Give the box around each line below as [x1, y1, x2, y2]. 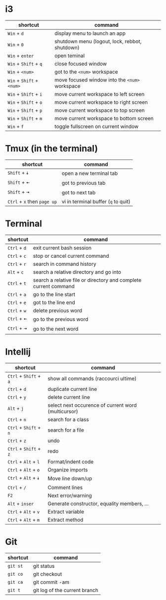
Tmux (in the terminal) [5, 143, 98, 154]
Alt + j [7, 405, 24, 412]
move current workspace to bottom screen [54, 115, 154, 122]
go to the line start [33, 291, 76, 298]
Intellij [5, 346, 31, 357]
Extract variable [47, 508, 84, 515]
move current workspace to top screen [54, 107, 145, 114]
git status [33, 562, 55, 569]
